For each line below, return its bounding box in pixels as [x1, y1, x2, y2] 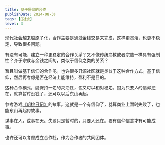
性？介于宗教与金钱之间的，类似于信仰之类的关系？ [5, 58, 109, 64]
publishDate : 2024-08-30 [5, 12, 56, 17]
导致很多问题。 [13, 41, 44, 47]
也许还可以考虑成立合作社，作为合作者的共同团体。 [5, 135, 109, 141]
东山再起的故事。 [9, 108, 44, 114]
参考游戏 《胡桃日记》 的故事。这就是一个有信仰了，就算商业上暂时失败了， [5, 101, 156, 107]
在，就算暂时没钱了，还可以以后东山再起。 [5, 91, 91, 97]
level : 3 [5, 21, 23, 26]
